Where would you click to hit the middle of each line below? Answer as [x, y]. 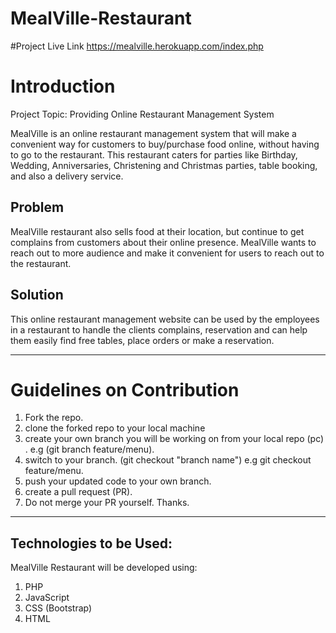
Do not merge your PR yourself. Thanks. [107, 503]
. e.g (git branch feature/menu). [89, 449]
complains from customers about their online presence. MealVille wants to [163, 242]
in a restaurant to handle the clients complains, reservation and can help [159, 329]
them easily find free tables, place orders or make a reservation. [142, 340]
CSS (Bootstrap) [58, 608]
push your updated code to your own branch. [118, 481]
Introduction [63, 86]
